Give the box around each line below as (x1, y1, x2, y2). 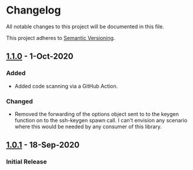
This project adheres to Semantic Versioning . (6, 34, 115, 41)
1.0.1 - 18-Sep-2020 (6, 140, 80, 150)
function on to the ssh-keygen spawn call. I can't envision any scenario (14, 116, 188, 124)
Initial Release (6, 158, 47, 166)
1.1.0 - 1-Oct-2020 (6, 51, 74, 62)
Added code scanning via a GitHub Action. (14, 82, 118, 89)
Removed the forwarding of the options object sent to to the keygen (14, 110, 179, 118)
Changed (6, 97, 34, 105)
